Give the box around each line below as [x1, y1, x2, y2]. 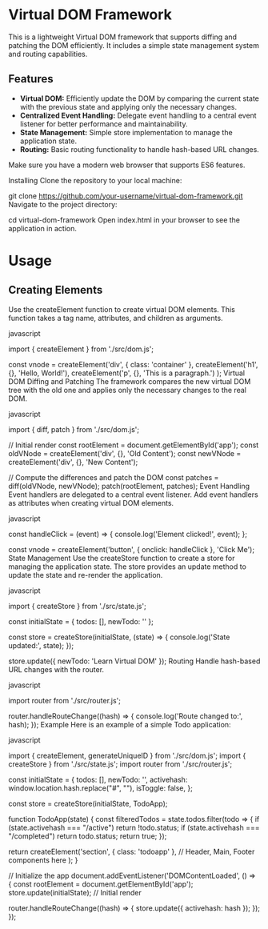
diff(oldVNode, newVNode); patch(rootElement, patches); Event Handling [8, 481, 250, 491]
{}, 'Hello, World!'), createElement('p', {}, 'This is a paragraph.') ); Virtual [8, 368, 246, 378]
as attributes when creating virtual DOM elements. [8, 498, 174, 507]
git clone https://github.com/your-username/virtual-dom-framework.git [8, 190, 243, 201]
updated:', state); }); [8, 640, 74, 650]
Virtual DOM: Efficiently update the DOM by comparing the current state [19, 94, 260, 103]
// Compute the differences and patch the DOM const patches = [8, 472, 219, 482]
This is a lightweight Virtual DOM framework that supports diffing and [8, 32, 238, 42]
